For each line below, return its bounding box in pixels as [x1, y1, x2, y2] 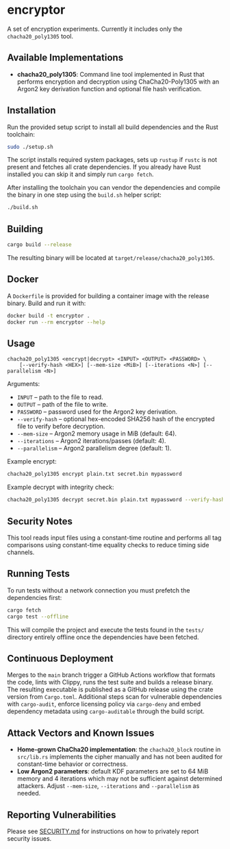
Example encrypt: [7, 457, 57, 466]
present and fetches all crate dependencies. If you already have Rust [7, 163, 201, 171]
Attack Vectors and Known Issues [7, 727, 155, 739]
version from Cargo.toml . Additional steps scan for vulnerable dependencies [7, 693, 222, 701]
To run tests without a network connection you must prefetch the [7, 586, 190, 595]
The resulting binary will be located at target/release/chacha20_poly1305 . [7, 254, 215, 262]
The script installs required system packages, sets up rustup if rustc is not [7, 156, 218, 164]
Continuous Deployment [7, 652, 114, 664]
